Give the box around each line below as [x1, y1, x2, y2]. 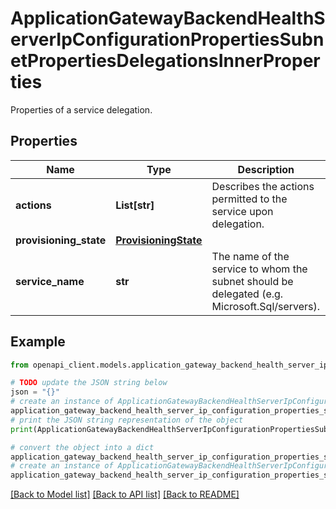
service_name [15, 274, 85, 288]
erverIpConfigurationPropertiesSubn [10, 28, 325, 51]
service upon [211, 204, 274, 218]
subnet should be [211, 274, 294, 288]
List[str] [115, 198, 155, 212]
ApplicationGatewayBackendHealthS [10, 7, 326, 30]
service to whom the [211, 262, 308, 276]
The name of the [211, 249, 290, 263]
